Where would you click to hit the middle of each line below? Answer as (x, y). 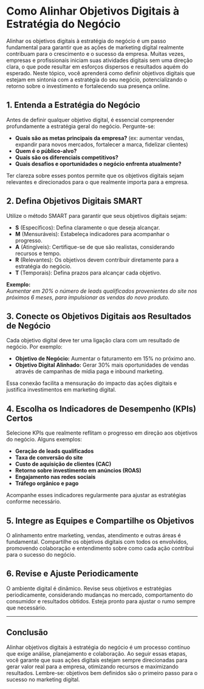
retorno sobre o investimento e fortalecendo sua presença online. (88, 86)
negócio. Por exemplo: (34, 347)
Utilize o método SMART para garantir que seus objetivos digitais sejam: (97, 216)
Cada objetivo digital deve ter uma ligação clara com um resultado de (93, 341)
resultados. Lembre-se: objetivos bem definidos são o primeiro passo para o (102, 673)
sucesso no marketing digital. (43, 679)
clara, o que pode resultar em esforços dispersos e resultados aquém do (97, 66)
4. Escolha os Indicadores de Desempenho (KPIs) (101, 409)
